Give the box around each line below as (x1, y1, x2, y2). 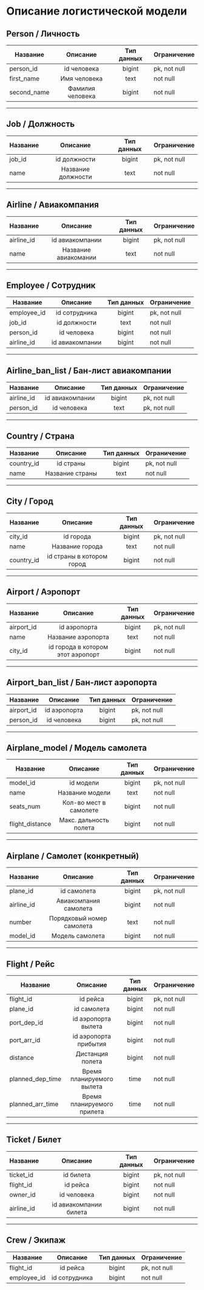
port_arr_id (9, 1035, 41, 1044)
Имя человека (60, 74, 103, 83)
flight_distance (9, 820, 52, 828)
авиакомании (56, 253, 97, 261)
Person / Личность (6, 29, 80, 39)
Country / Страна (6, 431, 75, 441)
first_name (9, 74, 40, 83)
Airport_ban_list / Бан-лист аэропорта (6, 677, 157, 688)
